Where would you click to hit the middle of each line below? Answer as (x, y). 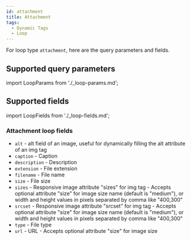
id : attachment (25, 11)
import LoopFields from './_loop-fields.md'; (58, 115)
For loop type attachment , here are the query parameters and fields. (88, 50)
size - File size (33, 181)
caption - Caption (36, 156)
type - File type (33, 225)
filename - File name (40, 175)
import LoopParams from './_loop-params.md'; (62, 82)
